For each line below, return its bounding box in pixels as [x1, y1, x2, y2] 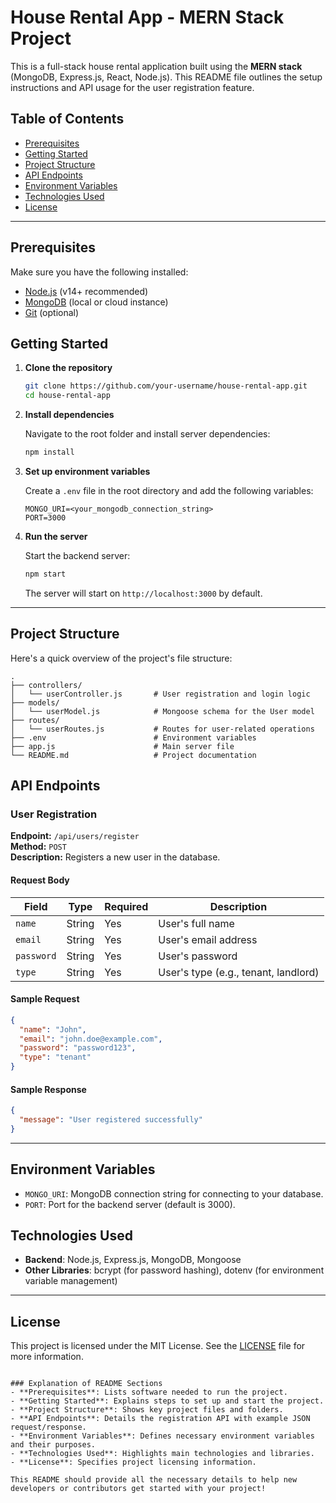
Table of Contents [10, 111, 125, 128]
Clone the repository [24, 362, 113, 374]
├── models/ [10, 697, 60, 708]
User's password [158, 949, 238, 963]
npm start [24, 569, 67, 579]
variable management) [24, 1275, 118, 1287]
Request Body [10, 874, 70, 886]
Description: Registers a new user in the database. [10, 851, 221, 863]
